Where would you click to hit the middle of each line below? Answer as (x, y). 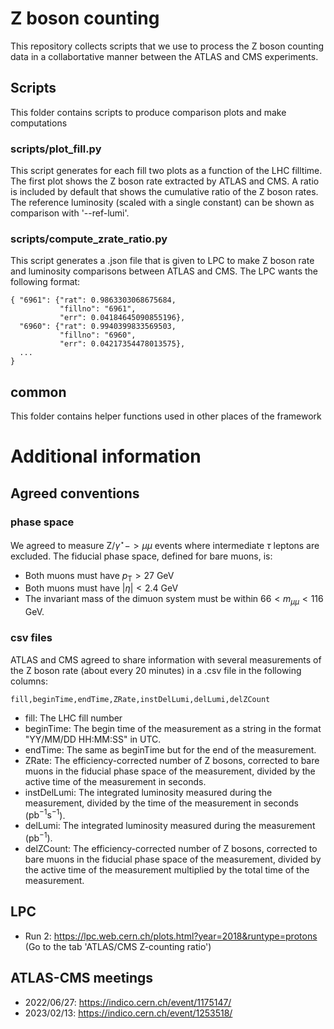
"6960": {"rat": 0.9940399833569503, (98, 327)
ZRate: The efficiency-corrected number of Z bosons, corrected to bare (172, 760)
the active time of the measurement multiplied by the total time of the (167, 869)
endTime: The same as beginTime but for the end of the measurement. (170, 749)
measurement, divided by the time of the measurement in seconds (161, 803)
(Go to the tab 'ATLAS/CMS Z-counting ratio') (118, 946)
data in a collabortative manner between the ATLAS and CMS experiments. (164, 56)
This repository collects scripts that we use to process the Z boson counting (167, 46)
